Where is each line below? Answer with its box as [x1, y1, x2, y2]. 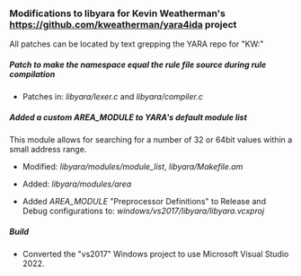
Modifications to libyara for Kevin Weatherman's [9, 7, 226, 20]
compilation [9, 68, 56, 79]
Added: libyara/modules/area [22, 178, 132, 190]
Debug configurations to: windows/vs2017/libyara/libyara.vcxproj [22, 205, 265, 217]
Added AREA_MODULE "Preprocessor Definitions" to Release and [22, 196, 267, 207]
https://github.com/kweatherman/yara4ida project [9, 18, 237, 30]
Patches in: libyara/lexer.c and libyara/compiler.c [22, 91, 204, 102]
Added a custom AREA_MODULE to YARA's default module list [9, 111, 247, 123]
